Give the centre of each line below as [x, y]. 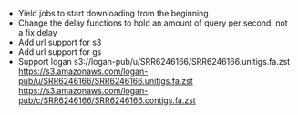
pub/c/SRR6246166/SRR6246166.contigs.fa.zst [107, 100]
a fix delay [37, 32]
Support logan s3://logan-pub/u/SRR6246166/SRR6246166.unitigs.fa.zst [154, 62]
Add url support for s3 [60, 42]
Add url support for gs [60, 52]
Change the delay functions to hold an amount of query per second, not [153, 23]
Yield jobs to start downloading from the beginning [113, 13]
